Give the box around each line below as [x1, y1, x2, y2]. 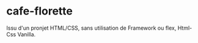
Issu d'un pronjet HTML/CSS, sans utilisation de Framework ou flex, [6, 24, 177, 31]
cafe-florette [6, 4, 73, 18]
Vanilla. [17, 30, 36, 38]
